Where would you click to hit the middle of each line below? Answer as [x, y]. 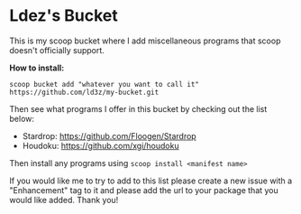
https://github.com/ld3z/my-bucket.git [84, 92]
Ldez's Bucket [64, 16]
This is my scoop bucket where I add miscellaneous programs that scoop [145, 41]
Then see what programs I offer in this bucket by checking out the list [138, 108]
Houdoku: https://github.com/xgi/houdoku [100, 145]
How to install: [37, 68]
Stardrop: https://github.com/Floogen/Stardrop [109, 135]
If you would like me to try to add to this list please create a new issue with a [151, 181]
